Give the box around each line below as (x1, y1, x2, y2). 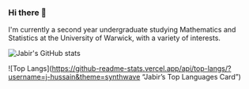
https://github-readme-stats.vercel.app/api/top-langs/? (51, 64, 232, 73)
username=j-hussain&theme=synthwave (8, 72, 141, 82)
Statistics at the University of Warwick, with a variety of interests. (8, 33, 221, 43)
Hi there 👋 (8, 7, 47, 18)
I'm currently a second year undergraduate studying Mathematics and (8, 25, 236, 35)
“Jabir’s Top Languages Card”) (141, 72, 241, 82)
